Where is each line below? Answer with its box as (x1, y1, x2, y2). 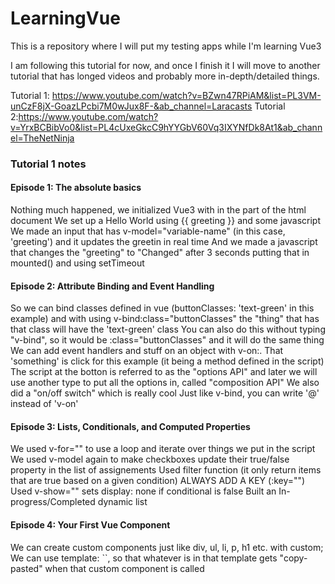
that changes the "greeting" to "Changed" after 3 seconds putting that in (10, 247, 310, 259)
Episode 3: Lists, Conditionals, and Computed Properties (10, 420, 251, 432)
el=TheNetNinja (10, 132, 75, 144)
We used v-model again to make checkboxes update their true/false (10, 453, 290, 466)
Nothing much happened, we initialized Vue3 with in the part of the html (10, 204, 307, 216)
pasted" (10, 562, 43, 574)
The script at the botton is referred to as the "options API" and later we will (10, 366, 318, 378)
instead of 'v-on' (10, 398, 79, 410)
